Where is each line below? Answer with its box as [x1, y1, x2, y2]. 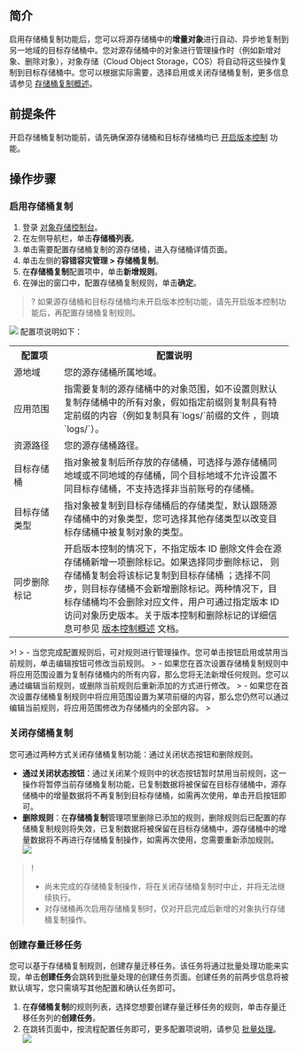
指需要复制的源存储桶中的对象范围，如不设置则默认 [63, 383, 278, 395]
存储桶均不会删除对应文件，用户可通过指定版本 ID [72, 596, 279, 608]
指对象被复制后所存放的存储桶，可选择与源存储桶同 [63, 456, 278, 469]
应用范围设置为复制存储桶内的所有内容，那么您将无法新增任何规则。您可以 [16, 669, 289, 680]
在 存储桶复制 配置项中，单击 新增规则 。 [21, 266, 162, 277]
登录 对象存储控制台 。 [21, 222, 103, 233]
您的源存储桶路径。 [63, 439, 145, 452]
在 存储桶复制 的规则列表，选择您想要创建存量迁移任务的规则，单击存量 [21, 1001, 279, 1012]
